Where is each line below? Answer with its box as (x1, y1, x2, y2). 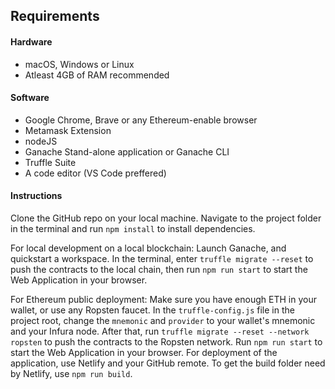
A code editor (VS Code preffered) (24, 167, 167, 179)
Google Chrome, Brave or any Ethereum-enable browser (24, 114, 258, 126)
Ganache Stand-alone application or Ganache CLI (24, 145, 230, 158)
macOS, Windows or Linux (24, 58, 135, 70)
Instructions (10, 190, 63, 202)
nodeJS (24, 135, 58, 147)
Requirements (10, 8, 100, 25)
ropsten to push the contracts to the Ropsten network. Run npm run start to (10, 336, 323, 348)
